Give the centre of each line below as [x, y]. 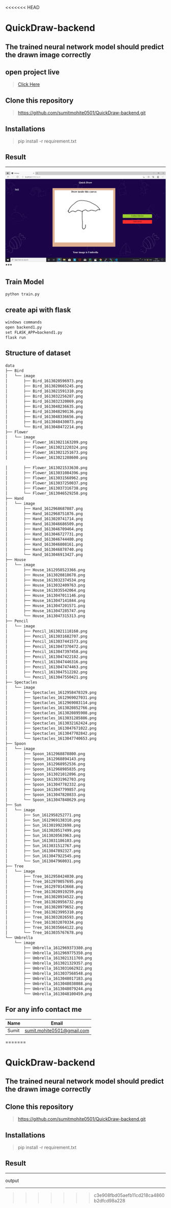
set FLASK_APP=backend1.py [34, 332]
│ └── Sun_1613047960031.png [43, 861]
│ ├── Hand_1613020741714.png [44, 519]
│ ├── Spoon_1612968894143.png [45, 759]
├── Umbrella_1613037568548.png [58, 973]
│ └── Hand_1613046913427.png [44, 554]
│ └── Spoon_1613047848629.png [45, 800]
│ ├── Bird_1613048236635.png [44, 406]
